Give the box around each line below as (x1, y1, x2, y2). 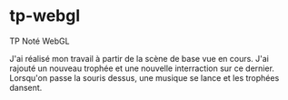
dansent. (9, 82, 43, 93)
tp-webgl (9, 5, 81, 26)
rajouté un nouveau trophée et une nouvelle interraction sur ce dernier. (9, 63, 275, 74)
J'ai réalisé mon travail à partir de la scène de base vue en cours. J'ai (9, 53, 270, 64)
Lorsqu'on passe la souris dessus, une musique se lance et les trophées (9, 72, 280, 83)
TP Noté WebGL (9, 35, 70, 46)
